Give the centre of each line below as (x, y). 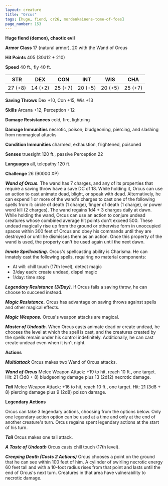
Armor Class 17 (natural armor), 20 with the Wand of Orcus (66, 48)
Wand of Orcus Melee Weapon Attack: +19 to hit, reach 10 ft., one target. (81, 372)
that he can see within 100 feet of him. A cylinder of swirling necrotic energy (84, 462)
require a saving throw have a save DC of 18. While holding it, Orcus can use (84, 189)
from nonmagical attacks (31, 135)
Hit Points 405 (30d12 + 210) (35, 58)
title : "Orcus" (21, 15)
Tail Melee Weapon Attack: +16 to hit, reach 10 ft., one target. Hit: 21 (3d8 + (83, 387)
